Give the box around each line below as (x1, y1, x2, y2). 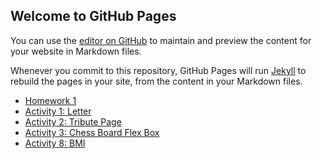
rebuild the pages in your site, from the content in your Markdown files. (10, 75, 303, 87)
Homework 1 (24, 94, 77, 106)
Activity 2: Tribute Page (24, 115, 122, 128)
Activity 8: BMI (24, 137, 86, 149)
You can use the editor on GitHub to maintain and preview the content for (10, 34, 312, 46)
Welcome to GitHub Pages (10, 8, 177, 25)
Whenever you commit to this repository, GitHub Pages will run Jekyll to (10, 64, 307, 76)
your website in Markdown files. (10, 45, 142, 57)
